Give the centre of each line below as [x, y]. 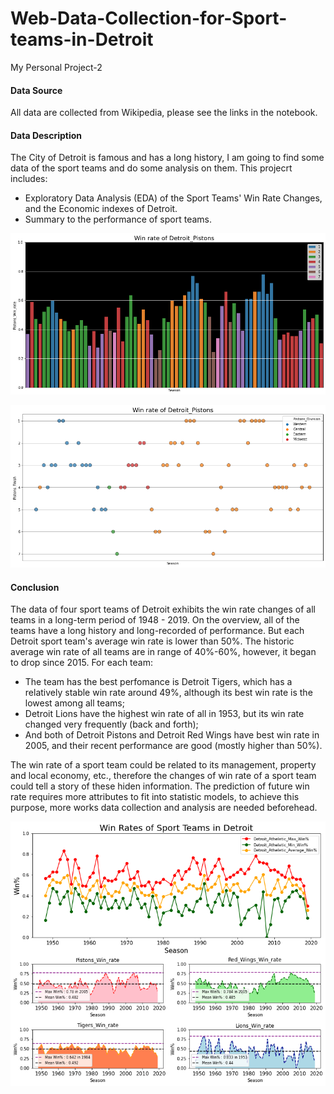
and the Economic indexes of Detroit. [101, 209]
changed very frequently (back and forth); [111, 724]
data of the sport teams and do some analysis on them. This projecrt [151, 168]
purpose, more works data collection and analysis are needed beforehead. [164, 808]
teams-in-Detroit [82, 39]
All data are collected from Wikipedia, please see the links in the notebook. [164, 113]
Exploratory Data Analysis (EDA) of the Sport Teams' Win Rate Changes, [173, 198]
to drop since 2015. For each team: [81, 663]
